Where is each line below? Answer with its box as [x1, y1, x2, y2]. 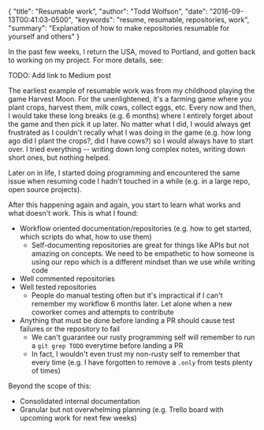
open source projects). [8, 185, 83, 194]
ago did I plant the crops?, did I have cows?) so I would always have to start [8, 136, 254, 145]
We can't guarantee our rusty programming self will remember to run [31, 332, 255, 342]
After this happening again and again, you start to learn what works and [8, 200, 241, 209]
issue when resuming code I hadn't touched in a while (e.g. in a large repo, [8, 176, 251, 186]
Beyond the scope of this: [8, 381, 92, 391]
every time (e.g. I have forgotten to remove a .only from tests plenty [31, 358, 253, 367]
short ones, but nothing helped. [8, 153, 110, 162]
